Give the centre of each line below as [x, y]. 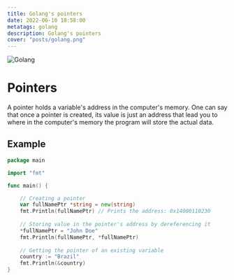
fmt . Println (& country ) [53, 263]
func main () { [28, 185]
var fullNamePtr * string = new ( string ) [78, 205]
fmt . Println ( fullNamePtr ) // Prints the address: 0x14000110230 [115, 211]
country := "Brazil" [50, 257]
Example [27, 144]
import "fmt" [26, 173]
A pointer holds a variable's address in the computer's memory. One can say [117, 107]
